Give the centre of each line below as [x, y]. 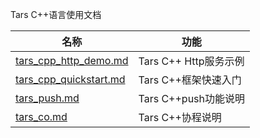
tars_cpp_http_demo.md [72, 60]
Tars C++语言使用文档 [56, 14]
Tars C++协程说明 [180, 117]
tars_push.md [47, 98]
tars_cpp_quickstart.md [70, 79]
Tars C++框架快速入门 [190, 80]
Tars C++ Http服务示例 [191, 61]
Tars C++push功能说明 [192, 98]
